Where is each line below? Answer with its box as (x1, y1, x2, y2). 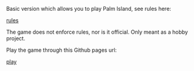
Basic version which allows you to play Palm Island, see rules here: (6, 5, 171, 12)
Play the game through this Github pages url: (6, 46, 117, 54)
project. (6, 35, 26, 42)
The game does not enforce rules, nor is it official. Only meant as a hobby (6, 28, 188, 35)
